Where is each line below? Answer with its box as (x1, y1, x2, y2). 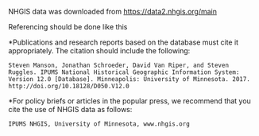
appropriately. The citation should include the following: (8, 46, 191, 55)
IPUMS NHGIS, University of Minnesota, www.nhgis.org (8, 120, 191, 128)
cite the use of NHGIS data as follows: (8, 105, 133, 114)
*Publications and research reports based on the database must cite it (8, 37, 239, 47)
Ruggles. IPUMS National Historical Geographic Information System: (8, 68, 240, 76)
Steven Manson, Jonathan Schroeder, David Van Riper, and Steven (8, 61, 229, 69)
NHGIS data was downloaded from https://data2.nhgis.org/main (8, 7, 217, 16)
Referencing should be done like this (8, 22, 128, 31)
